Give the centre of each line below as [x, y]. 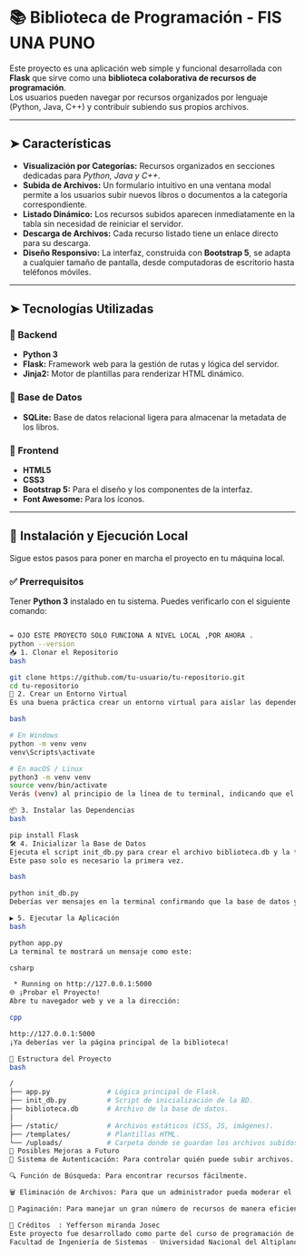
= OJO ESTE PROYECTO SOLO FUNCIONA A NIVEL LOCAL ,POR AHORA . [132, 636]
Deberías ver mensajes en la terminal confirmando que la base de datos [150, 902]
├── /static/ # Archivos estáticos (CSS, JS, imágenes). [142, 1126]
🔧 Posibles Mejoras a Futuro [64, 1151]
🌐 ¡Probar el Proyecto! [55, 993]
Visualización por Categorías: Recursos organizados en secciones [148, 165]
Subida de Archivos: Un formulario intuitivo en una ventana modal [147, 185]
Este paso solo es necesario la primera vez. [97, 860]
